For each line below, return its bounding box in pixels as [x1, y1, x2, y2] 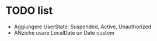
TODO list [5, 4, 53, 17]
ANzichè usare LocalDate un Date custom [13, 29, 115, 36]
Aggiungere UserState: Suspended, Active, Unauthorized [13, 23, 152, 30]
